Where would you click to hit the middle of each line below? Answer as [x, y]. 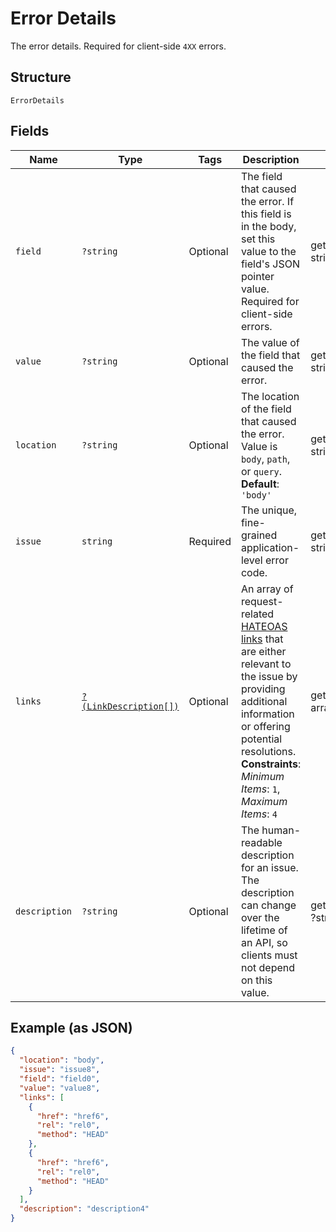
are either [263, 651]
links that [262, 639]
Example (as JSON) [71, 1027]
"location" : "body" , [62, 1060]
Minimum [262, 776]
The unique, [269, 510]
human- [281, 830]
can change [268, 905]
